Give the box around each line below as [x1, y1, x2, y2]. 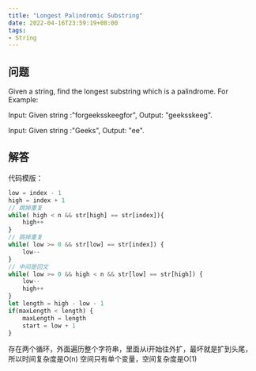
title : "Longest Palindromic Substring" [8, 11, 144, 20]
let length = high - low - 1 [8, 300, 104, 308]
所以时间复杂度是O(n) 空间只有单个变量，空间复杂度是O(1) [8, 354, 198, 364]
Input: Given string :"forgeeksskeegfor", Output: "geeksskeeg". [8, 110, 213, 120]
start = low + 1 [22, 322, 77, 330]
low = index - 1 [8, 189, 62, 197]
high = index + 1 [8, 196, 66, 205]
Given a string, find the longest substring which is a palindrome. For [8, 86, 229, 96]
